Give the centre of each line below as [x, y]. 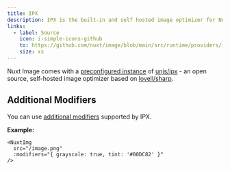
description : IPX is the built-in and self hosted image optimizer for [111, 20]
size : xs [32, 52]
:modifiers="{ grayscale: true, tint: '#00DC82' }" [89, 154]
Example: [21, 130]
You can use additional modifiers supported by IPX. [79, 117]
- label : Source [36, 33]
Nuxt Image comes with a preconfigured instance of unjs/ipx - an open [107, 71]
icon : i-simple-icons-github [61, 39]
